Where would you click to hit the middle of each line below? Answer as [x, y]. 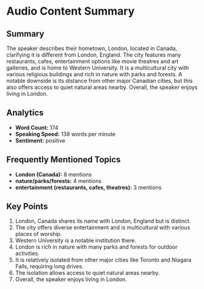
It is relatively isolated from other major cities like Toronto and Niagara [103, 260]
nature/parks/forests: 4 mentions [58, 180]
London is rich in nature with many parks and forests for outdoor [97, 247]
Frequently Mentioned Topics [64, 160]
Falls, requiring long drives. [49, 266]
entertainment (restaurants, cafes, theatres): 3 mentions [88, 187]
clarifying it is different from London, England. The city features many [94, 55]
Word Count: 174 [37, 127]
